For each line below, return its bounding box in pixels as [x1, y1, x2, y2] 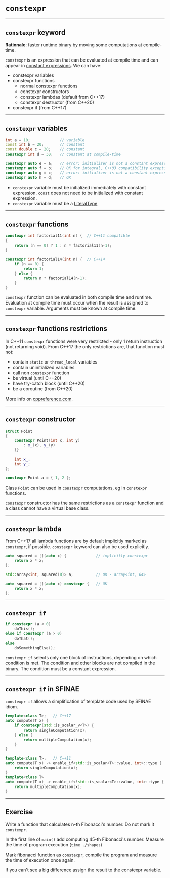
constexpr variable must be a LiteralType [12, 200, 98, 206]
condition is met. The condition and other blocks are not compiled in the [5, 660, 155, 666]
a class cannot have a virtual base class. [5, 505, 90, 511]
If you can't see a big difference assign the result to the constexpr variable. [5, 867, 162, 873]
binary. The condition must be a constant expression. [5, 665, 116, 672]
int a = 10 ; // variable [5, 137, 85, 143]
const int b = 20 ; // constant [5, 142, 85, 147]
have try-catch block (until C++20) [12, 380, 85, 386]
